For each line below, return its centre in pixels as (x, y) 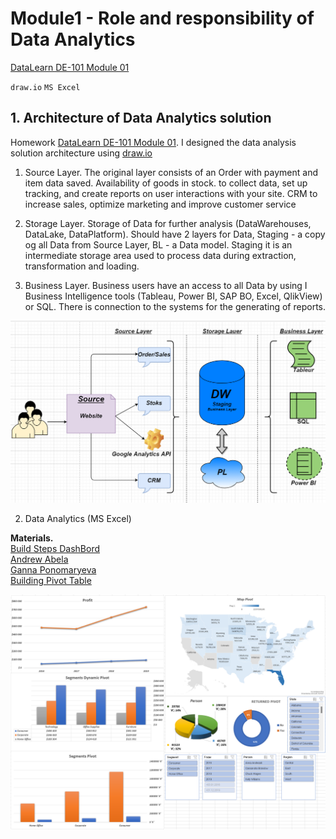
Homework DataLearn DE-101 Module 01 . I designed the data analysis (153, 142)
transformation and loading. (82, 266)
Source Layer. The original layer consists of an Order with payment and (171, 172)
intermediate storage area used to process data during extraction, (160, 255)
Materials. (32, 538)
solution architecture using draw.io (81, 153)
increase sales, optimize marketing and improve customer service (160, 204)
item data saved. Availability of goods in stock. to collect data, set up (166, 183)
